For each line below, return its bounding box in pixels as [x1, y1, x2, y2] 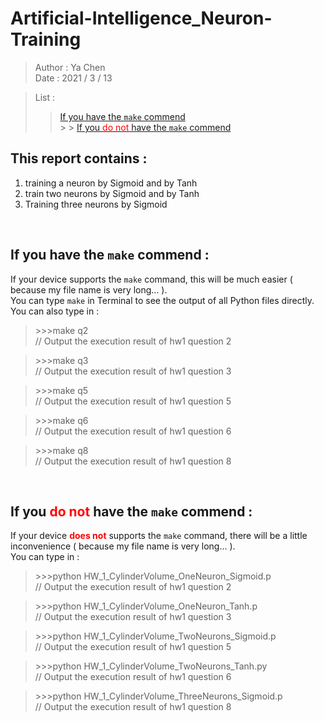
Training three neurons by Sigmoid [24, 198, 168, 210]
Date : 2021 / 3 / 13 [34, 72, 113, 84]
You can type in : [10, 551, 80, 563]
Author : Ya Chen [34, 61, 106, 73]
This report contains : [10, 150, 148, 167]
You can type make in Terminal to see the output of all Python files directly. [10, 294, 315, 306]
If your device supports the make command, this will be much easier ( [10, 273, 293, 285]
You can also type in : [10, 305, 100, 317]
